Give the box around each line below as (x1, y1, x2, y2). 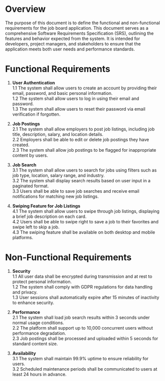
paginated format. (12, 183, 49, 189)
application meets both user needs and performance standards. (5, 46, 135, 52)
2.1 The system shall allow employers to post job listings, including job (12, 126, 155, 132)
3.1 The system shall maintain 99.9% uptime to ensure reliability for (12, 355, 149, 361)
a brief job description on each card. (12, 213, 87, 219)
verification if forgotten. (12, 111, 61, 117)
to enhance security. (12, 299, 54, 305)
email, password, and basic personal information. (12, 90, 113, 96)
